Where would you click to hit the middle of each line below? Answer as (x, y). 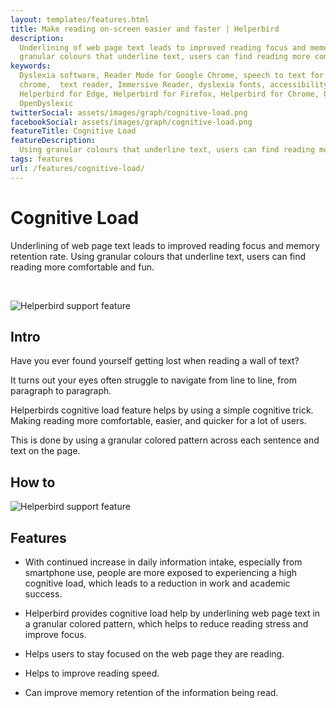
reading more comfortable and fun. (82, 267)
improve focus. (55, 634)
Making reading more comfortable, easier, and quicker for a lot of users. (158, 421)
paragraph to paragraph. (61, 391)
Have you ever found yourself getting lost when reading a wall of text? (155, 361)
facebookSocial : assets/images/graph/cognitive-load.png (131, 122)
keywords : (31, 66)
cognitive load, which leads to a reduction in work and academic (157, 583)
